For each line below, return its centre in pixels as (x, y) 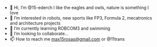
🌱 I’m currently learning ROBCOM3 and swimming (60, 28)
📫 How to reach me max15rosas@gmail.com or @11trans (67, 39)
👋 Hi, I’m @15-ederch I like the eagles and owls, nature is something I (79, 8)
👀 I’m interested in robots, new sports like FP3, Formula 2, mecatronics (81, 18)
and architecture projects (35, 23)
